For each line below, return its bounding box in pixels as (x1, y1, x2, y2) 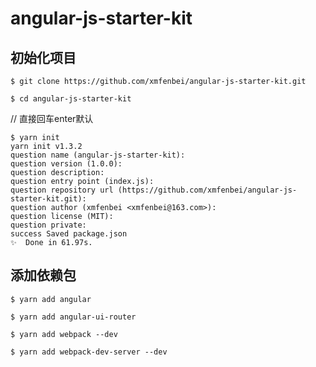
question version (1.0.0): (10, 159, 123, 169)
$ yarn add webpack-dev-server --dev (10, 347, 168, 357)
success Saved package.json (10, 229, 128, 239)
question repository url (10, 185, 114, 195)
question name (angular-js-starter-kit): (10, 150, 186, 160)
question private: (10, 220, 87, 230)
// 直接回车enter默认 (10, 113, 94, 124)
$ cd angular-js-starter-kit (10, 94, 132, 104)
